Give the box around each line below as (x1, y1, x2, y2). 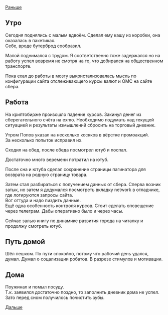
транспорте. (5, 63, 32, 69)
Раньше (5, 5, 22, 10)
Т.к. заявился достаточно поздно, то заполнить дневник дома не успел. (5, 289, 159, 295)
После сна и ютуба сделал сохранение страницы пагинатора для (5, 166, 146, 172)
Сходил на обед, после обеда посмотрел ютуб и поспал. (5, 146, 128, 152)
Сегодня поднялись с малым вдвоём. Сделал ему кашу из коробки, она (5, 32, 160, 38)
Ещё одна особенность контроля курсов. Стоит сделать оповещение (5, 203, 154, 209)
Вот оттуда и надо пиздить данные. (5, 197, 81, 203)
